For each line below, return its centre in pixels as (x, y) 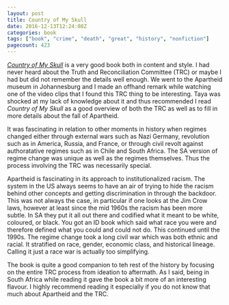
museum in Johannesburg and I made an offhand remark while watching (109, 87)
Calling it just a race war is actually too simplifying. (78, 252)
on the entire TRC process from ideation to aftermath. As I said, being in (108, 272)
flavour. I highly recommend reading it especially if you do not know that (109, 286)
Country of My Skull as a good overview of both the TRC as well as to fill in (112, 108)
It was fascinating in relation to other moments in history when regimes (107, 129)
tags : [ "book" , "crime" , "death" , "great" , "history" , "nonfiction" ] (108, 39)
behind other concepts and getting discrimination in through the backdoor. (112, 193)
